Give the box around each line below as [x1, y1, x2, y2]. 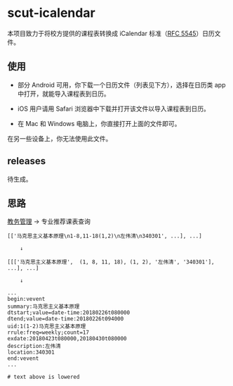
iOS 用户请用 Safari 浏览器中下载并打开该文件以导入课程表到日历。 [17, 104, 211, 113]
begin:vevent [7, 296, 46, 303]
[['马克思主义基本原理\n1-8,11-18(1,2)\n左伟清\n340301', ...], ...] [7, 232, 202, 240]
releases [7, 155, 46, 167]
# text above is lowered [7, 373, 80, 381]
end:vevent [7, 355, 39, 362]
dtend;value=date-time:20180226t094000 [7, 316, 124, 323]
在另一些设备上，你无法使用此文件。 [7, 134, 112, 142]
